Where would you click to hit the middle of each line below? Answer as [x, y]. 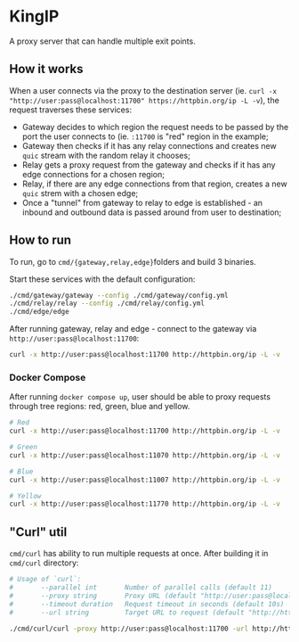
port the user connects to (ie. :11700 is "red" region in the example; [145, 136]
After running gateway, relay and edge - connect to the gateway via [133, 329]
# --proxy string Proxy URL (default [103, 596]
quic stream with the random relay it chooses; [106, 155]
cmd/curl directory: [44, 563]
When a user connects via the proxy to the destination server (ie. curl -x [143, 90]
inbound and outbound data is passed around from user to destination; [152, 212]
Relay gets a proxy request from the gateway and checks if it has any [149, 165]
